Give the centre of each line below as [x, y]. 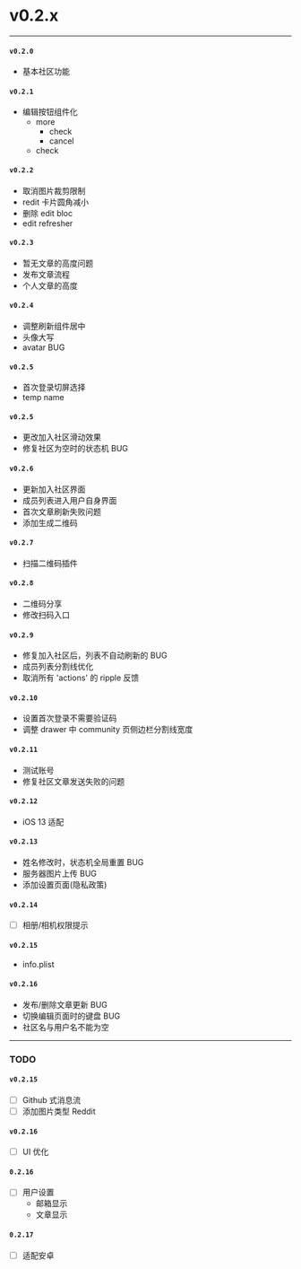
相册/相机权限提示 [55, 925]
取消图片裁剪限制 [54, 190]
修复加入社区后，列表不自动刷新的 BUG [95, 655]
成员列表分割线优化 [58, 667]
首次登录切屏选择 [54, 388]
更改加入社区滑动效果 [61, 437]
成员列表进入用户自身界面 [69, 500]
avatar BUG [43, 347]
